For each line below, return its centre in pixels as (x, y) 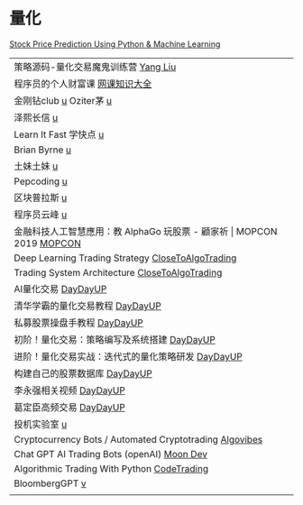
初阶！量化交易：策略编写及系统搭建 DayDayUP (115, 339)
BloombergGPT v (50, 483)
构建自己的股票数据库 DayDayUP (83, 373)
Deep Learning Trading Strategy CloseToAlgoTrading (125, 258)
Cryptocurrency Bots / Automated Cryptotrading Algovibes (138, 439)
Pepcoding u (41, 181)
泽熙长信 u (36, 117)
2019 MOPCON (47, 243)
